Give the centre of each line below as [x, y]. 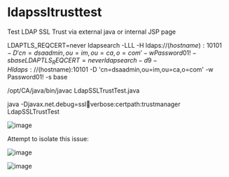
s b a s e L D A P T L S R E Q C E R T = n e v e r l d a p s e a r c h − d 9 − [82, 61]
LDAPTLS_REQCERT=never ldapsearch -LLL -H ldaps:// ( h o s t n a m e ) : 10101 [114, 45]
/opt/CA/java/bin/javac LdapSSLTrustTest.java [74, 90]
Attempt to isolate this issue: [48, 138]
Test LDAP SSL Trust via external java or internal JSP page [92, 32]
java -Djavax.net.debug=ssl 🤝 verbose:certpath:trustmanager [94, 104]
